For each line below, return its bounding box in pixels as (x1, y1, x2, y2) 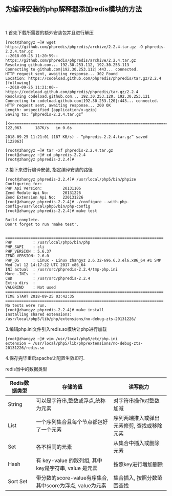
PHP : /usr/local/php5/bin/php (5, 240, 91, 245)
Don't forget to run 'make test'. (5, 222, 79, 227)
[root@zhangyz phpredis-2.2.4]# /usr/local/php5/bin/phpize (5, 176, 137, 182)
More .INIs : (5, 271, 36, 276)
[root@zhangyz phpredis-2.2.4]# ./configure (5, 199, 102, 204)
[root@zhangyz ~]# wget (5, 40, 56, 45)
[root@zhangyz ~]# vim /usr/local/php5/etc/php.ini (5, 336, 118, 341)
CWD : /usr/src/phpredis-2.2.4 (5, 276, 91, 281)
